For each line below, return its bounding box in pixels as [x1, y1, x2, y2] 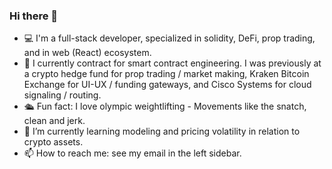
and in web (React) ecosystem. [23, 47, 152, 59]
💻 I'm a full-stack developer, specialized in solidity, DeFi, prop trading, [23, 32, 316, 44]
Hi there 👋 [9, 9, 59, 23]
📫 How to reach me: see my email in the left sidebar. [23, 147, 242, 159]
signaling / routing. [23, 89, 102, 101]
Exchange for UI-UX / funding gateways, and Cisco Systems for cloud [23, 79, 312, 91]
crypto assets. [23, 136, 84, 148]
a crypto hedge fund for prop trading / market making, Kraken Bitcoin [23, 68, 310, 80]
